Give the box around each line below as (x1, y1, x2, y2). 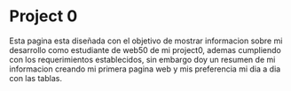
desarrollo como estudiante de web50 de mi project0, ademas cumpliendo (9, 44, 281, 55)
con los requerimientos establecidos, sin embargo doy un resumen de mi (9, 54, 276, 64)
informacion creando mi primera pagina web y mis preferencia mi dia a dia (9, 64, 281, 74)
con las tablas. (9, 72, 62, 83)
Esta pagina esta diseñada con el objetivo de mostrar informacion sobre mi (9, 35, 283, 46)
